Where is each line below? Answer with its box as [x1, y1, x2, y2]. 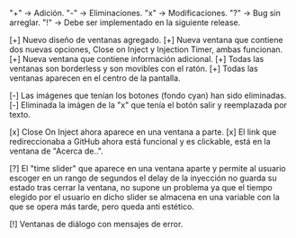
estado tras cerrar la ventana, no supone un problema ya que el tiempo [9, 182, 273, 192]
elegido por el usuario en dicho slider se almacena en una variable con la [9, 192, 281, 202]
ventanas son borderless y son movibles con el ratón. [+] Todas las [9, 63, 258, 74]
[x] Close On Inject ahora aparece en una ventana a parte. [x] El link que [9, 127, 277, 137]
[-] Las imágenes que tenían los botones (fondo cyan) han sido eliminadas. [9, 90, 287, 101]
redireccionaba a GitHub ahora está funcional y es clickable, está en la [9, 137, 272, 146]
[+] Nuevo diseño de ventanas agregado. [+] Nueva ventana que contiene [9, 35, 283, 45]
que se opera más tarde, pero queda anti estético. [9, 201, 195, 212]
